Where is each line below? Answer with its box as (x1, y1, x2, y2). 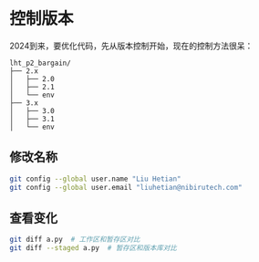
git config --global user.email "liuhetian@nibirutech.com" (9, 183, 243, 192)
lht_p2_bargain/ (9, 58, 71, 68)
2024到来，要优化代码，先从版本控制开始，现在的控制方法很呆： (9, 40, 254, 51)
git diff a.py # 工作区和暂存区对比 (9, 235, 140, 245)
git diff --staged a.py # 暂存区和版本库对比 (9, 244, 178, 253)
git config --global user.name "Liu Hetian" (9, 174, 181, 183)
